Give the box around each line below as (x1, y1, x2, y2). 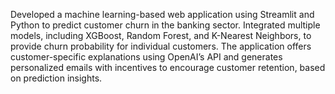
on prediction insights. (10, 72, 103, 84)
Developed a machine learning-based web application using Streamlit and (10, 9, 315, 20)
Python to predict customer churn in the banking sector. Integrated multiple (10, 19, 321, 31)
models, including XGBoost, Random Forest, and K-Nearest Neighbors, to (10, 30, 312, 41)
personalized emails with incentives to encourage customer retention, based (10, 62, 326, 73)
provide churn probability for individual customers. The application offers (10, 40, 312, 52)
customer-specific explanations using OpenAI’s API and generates (10, 51, 283, 63)
